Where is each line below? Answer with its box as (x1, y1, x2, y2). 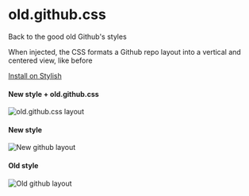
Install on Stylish (8, 71, 62, 80)
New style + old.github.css (8, 89, 99, 98)
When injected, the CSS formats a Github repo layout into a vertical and (8, 47, 242, 56)
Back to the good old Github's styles (8, 32, 127, 41)
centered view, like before (8, 56, 93, 65)
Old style (8, 160, 39, 170)
